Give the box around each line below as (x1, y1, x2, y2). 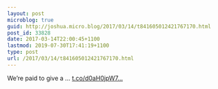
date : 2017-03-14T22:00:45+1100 (7, 36, 100, 43)
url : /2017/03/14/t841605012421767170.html (7, 55, 135, 62)
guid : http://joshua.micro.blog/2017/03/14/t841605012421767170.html (7, 23, 212, 30)
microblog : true (7, 17, 54, 23)
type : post (7, 49, 39, 56)
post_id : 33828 (7, 29, 51, 37)
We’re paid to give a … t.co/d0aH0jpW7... (7, 74, 123, 82)
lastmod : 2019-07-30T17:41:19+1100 (7, 42, 110, 49)
